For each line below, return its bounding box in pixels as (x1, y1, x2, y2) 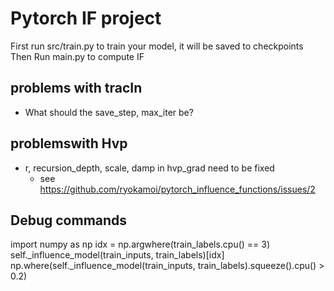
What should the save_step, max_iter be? (24, 106, 194, 118)
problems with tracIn (10, 80, 143, 97)
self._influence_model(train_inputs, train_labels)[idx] (10, 249, 225, 261)
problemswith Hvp (10, 135, 128, 152)
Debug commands (10, 212, 128, 229)
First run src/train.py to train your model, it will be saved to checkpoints (10, 40, 304, 52)
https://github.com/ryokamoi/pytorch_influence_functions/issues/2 (39, 183, 316, 195)
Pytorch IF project (10, 7, 162, 30)
